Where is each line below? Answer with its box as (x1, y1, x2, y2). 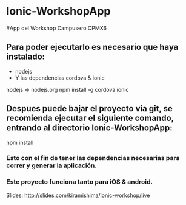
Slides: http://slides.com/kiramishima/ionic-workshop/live (6, 192, 150, 199)
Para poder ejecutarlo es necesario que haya (6, 42, 179, 52)
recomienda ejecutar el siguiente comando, (6, 113, 174, 123)
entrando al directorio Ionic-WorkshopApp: (6, 123, 173, 133)
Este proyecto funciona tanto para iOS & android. (6, 178, 153, 186)
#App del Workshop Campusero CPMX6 (6, 24, 107, 32)
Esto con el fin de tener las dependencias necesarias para (6, 154, 180, 162)
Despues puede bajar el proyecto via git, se (6, 103, 173, 114)
